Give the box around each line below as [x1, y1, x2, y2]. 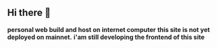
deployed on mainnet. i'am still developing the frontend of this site [7, 33, 205, 41]
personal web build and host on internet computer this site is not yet [7, 25, 210, 33]
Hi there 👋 [7, 7, 51, 19]
